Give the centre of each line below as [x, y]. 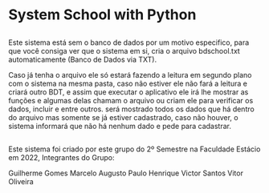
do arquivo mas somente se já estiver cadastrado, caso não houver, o [123, 117]
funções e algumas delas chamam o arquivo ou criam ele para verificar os [131, 100]
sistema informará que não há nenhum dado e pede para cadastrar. [120, 126]
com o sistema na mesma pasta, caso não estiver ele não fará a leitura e [128, 83]
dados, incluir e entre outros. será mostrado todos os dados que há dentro [131, 109]
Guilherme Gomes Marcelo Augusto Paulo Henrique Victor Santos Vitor [126, 173]
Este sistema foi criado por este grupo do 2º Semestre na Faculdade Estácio [134, 149]
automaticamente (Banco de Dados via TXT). [83, 59]
